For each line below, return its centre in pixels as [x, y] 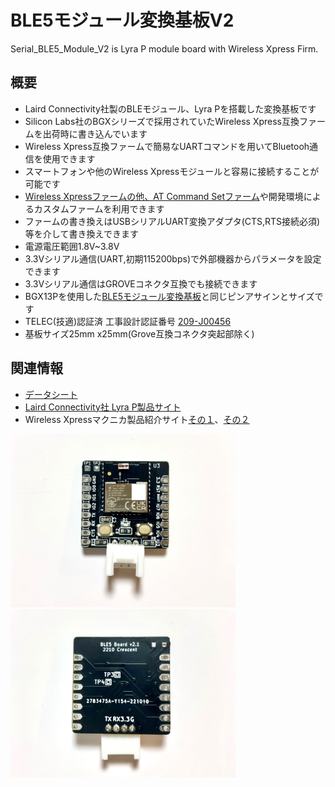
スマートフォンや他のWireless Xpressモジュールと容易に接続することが [172, 171]
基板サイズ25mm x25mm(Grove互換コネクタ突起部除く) [139, 333]
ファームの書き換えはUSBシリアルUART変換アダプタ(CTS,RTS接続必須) [172, 221]
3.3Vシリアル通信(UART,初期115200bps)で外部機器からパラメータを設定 [173, 258]
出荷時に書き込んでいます [95, 133]
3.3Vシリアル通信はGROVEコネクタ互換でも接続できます [141, 283]
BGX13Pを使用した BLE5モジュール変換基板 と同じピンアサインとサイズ [169, 296]
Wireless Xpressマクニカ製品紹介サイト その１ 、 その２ [137, 419]
